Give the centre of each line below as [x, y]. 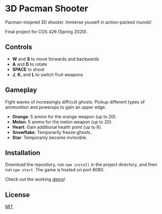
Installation [23, 153]
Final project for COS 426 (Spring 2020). [46, 31]
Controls [19, 47]
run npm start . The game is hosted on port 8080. [55, 170]
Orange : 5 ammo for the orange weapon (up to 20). [65, 116]
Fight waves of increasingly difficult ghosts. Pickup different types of [75, 102]
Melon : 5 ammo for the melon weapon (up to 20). [62, 122]
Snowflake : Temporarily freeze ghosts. [52, 132]
